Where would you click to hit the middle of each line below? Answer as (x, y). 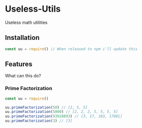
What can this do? (23, 76)
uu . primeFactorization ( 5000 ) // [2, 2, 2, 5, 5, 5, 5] (62, 112)
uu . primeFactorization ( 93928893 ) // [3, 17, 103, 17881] (64, 116)
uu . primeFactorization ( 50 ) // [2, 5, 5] (47, 107)
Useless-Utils (33, 9)
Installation (22, 38)
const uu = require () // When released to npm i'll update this (71, 49)
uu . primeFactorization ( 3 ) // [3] (39, 121)
